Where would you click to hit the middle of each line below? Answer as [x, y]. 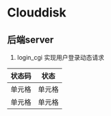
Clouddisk [37, 13]
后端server [30, 39]
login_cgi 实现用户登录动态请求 [61, 57]
